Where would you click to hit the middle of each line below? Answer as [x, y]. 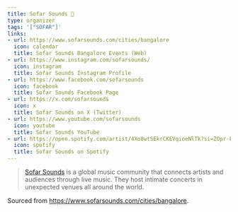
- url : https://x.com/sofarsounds [58, 100]
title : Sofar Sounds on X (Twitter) [68, 112]
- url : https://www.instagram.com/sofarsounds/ [79, 60]
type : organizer [31, 20]
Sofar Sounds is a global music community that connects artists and [124, 172]
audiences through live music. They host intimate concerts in [114, 179]
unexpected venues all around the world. [84, 187]
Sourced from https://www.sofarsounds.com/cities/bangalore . [98, 201]
